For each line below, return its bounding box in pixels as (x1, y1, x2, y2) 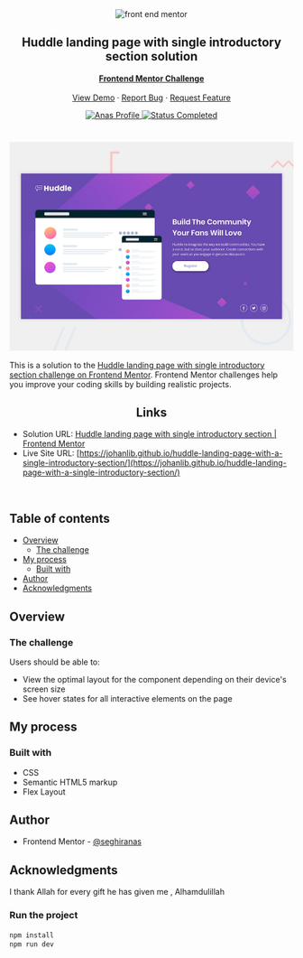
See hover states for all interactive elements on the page (22, 693, 233, 703)
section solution (105, 49, 198, 64)
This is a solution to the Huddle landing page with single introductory (9, 359, 265, 370)
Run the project (9, 909, 78, 922)
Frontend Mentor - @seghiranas (22, 836, 142, 847)
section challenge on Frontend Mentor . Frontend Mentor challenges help (9, 369, 278, 380)
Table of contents (9, 510, 110, 526)
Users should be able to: (9, 656, 101, 667)
